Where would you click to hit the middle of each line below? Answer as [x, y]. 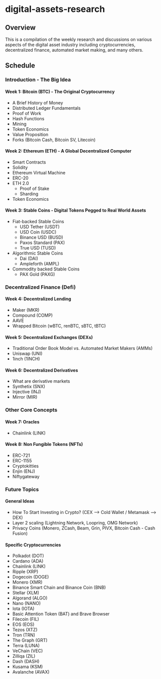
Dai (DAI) [29, 258]
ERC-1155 [22, 460]
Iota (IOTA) [23, 609]
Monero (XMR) [27, 582]
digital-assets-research [55, 9]
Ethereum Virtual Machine [39, 172]
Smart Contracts [29, 162]
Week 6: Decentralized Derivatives [42, 370]
